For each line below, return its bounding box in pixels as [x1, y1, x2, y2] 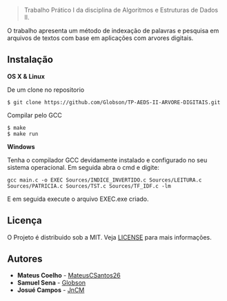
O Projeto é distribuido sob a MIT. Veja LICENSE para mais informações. [7, 233, 212, 241]
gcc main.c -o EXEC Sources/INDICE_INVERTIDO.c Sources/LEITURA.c [7, 176, 202, 184]
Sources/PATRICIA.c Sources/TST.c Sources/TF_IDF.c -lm [7, 182, 171, 189]
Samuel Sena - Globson [17, 279, 86, 287]
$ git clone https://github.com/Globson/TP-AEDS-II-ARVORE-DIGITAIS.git [7, 99, 221, 106]
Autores [7, 253, 43, 265]
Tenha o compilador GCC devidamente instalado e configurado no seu [7, 155, 208, 164]
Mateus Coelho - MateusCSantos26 [17, 271, 121, 280]
